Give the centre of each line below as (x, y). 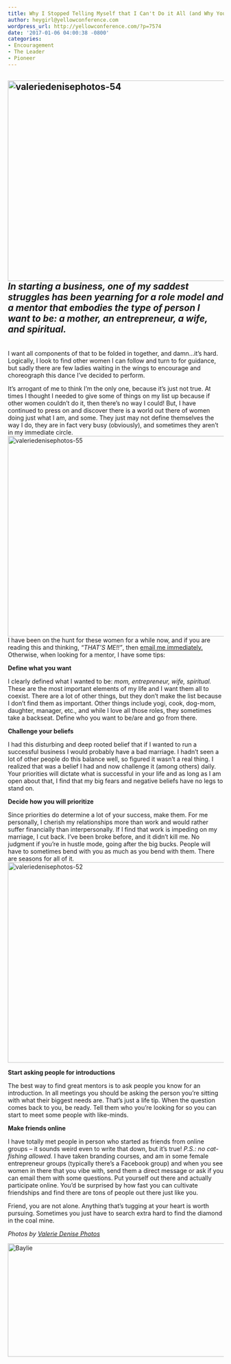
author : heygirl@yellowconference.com (63, 20)
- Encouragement (31, 45)
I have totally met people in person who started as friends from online (106, 1141)
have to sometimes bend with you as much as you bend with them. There (111, 851)
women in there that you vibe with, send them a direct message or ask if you (116, 1170)
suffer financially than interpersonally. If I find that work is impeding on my (113, 829)
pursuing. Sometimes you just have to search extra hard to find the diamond (115, 1213)
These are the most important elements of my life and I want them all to (109, 688)
